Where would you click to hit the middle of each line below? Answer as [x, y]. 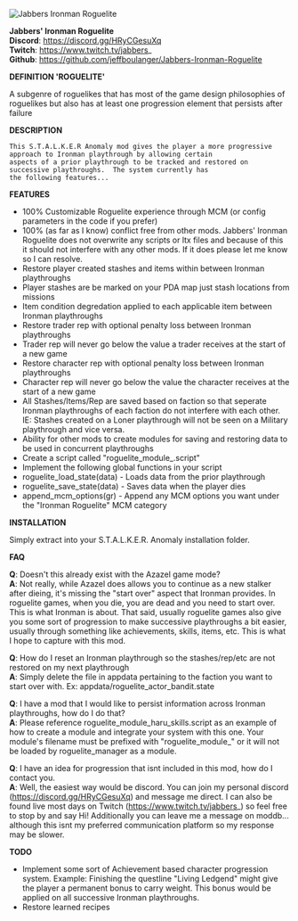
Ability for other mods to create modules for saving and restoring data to [155, 439]
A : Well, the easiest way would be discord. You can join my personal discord [149, 787]
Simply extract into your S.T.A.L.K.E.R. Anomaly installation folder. [130, 540]
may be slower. [37, 835]
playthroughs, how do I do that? [68, 713]
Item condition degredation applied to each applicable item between [147, 306]
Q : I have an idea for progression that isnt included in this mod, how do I [141, 768]
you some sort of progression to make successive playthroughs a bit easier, [148, 621]
